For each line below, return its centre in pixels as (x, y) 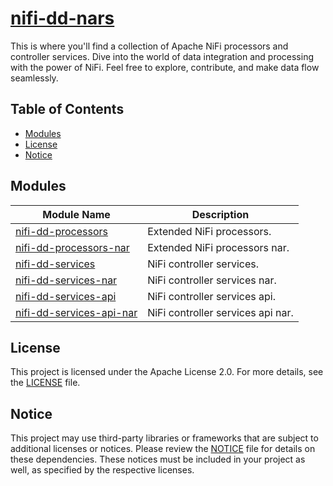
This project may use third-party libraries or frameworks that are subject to (164, 438)
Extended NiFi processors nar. (218, 247)
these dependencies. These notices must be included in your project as (158, 459)
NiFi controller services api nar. (220, 312)
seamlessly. (34, 78)
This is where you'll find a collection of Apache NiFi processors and (149, 46)
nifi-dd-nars (62, 18)
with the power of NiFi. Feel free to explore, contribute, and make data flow (165, 67)
